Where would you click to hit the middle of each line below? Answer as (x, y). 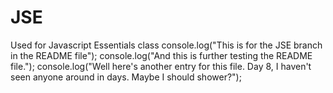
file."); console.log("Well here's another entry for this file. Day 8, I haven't (161, 66)
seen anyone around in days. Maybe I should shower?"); (126, 77)
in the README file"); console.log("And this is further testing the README (161, 55)
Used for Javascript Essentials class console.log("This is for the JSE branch (166, 45)
